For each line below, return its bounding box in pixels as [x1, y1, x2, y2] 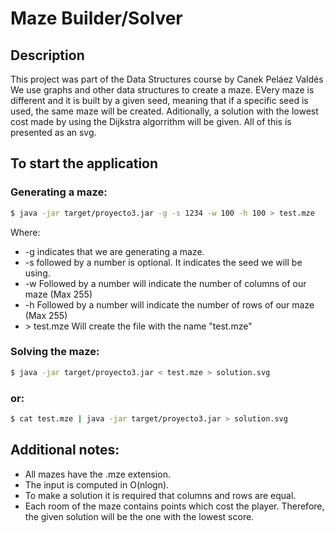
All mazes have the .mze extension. [24, 468, 171, 480]
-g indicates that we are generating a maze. [24, 245, 205, 257]
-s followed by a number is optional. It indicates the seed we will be [24, 256, 303, 268]
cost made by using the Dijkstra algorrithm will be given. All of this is [10, 116, 292, 127]
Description [10, 47, 85, 64]
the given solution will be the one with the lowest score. [24, 510, 255, 522]
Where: [10, 226, 41, 238]
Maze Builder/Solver [10, 7, 183, 30]
